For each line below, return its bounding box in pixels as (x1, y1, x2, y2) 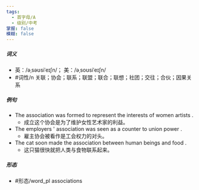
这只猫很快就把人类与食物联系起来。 (23, 146, 113, 154)
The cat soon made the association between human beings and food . (14, 139, 186, 146)
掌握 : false (6, 25, 34, 32)
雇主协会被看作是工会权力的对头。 (23, 133, 108, 140)
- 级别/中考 (11, 20, 38, 26)
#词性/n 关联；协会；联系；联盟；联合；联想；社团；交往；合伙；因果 (14, 74, 186, 81)
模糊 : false (6, 31, 34, 37)
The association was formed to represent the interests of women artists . (14, 112, 194, 119)
